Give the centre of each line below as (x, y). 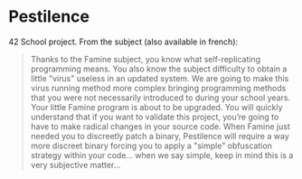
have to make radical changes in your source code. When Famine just (160, 126)
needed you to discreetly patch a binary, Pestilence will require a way (160, 136)
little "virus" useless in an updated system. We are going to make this (160, 78)
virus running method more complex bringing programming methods (158, 88)
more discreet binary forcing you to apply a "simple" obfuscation (151, 146)
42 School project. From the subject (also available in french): (123, 42)
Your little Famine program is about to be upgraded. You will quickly (156, 107)
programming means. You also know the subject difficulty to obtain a (159, 69)
